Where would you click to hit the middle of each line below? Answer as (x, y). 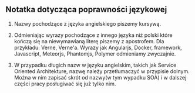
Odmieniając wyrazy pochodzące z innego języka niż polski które (93, 35)
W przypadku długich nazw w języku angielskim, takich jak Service (95, 65)
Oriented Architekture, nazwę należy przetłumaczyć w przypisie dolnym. (102, 71)
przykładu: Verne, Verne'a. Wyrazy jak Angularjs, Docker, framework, (98, 47)
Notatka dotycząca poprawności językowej (86, 10)
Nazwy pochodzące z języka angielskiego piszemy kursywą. (88, 23)
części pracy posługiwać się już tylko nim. (65, 84)
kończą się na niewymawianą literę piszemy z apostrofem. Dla (89, 41)
